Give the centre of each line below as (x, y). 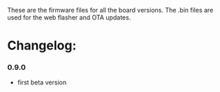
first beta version (42, 82)
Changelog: (42, 46)
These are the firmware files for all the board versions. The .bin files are (110, 10)
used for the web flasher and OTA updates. (69, 17)
